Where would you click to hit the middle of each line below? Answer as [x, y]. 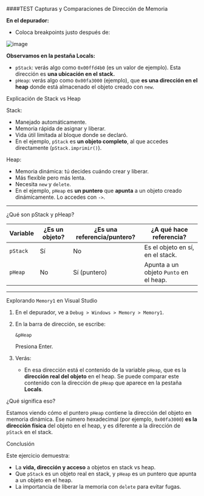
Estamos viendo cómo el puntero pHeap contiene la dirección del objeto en [99, 413]
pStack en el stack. [30, 432]
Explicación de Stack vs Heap [43, 99]
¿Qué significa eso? [31, 401]
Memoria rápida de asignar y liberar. [60, 129]
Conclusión [21, 444]
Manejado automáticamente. [51, 122]
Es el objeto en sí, [169, 247]
